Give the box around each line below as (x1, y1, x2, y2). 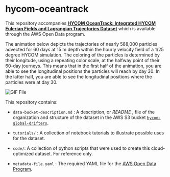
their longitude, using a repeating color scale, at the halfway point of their (5, 57, 160, 63)
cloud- (151, 145, 165, 151)
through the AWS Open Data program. (5, 31, 85, 37)
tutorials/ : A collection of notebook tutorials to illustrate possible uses (12, 129, 164, 136)
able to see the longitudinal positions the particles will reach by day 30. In (5, 68, 160, 74)
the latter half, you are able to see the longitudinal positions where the (5, 73, 152, 80)
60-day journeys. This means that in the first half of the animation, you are (5, 63, 162, 69)
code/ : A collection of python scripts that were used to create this (12, 145, 151, 151)
